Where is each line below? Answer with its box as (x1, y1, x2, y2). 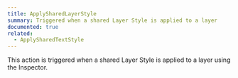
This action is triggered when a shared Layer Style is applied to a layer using (7, 56, 231, 64)
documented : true (7, 23, 59, 30)
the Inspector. (7, 63, 48, 72)
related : (7, 30, 33, 37)
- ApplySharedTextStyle (13, 37, 84, 44)
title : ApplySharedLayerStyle (7, 10, 97, 18)
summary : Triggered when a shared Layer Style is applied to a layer (7, 17, 218, 24)
